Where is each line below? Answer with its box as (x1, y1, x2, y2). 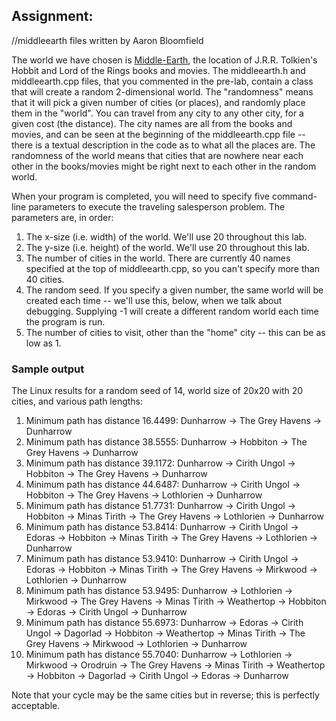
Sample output (11, 362, 85, 376)
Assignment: (11, 8, 94, 25)
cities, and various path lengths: (11, 395, 144, 408)
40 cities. (25, 273, 65, 285)
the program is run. (25, 315, 106, 328)
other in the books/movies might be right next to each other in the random (11, 160, 317, 172)
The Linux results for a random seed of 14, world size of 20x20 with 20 (11, 385, 304, 397)
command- (271, 190, 318, 202)
